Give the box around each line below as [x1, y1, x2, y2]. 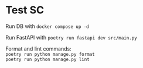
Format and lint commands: [5, 45, 71, 52]
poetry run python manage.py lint [5, 56, 90, 62]
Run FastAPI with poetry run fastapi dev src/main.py [5, 34, 137, 41]
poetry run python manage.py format [5, 51, 95, 57]
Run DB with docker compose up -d [5, 23, 89, 30]
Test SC [5, 3, 45, 17]
